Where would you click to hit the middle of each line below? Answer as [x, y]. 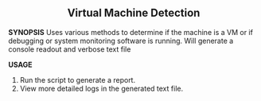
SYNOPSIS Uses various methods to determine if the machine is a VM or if [130, 32]
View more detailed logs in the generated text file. [101, 88]
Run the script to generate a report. [78, 80]
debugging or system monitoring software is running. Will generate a [121, 41]
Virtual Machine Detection [134, 13]
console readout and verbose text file [70, 49]
